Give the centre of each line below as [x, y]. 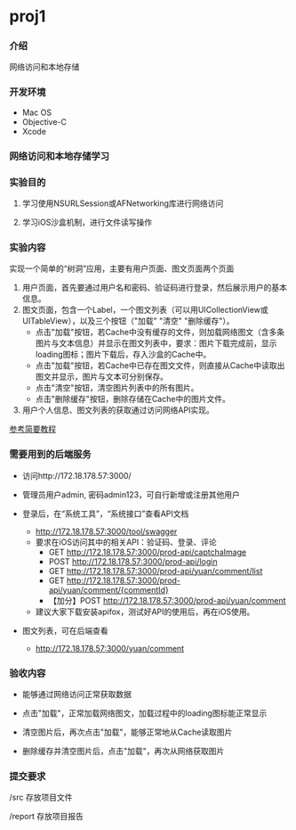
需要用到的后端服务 [50, 455]
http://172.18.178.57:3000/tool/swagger [106, 531]
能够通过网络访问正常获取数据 [76, 694]
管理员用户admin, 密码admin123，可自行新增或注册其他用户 [131, 494]
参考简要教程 [32, 429]
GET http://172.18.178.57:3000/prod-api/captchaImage [148, 552]
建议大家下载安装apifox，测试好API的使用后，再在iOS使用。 [145, 612]
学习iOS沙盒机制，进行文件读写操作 [87, 222]
